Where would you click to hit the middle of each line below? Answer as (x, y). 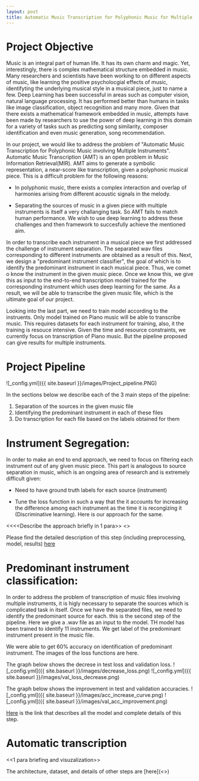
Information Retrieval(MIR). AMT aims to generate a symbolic (81, 163)
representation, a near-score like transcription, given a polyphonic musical (97, 170)
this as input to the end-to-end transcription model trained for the (86, 280)
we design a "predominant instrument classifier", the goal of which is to (94, 261)
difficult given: (24, 479)
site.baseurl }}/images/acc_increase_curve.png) (104, 695)
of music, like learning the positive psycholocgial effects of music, (87, 82)
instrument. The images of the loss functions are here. (72, 653)
